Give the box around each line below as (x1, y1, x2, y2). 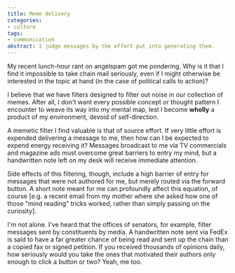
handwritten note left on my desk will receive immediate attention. (7, 156, 198, 164)
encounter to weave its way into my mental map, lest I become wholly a (7, 106, 215, 113)
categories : (7, 17, 42, 24)
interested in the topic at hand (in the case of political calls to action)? (7, 77, 208, 85)
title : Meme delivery (7, 10, 71, 17)
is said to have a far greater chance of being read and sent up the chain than (7, 235, 229, 244)
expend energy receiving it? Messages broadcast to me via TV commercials (7, 141, 227, 149)
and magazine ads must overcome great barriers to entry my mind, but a (7, 148, 217, 157)
